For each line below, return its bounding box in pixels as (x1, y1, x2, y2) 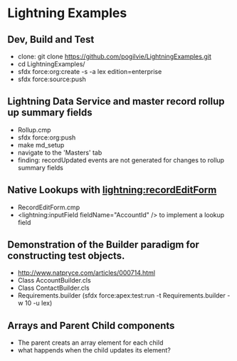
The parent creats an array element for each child (17, 338, 164, 347)
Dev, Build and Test (7, 33, 95, 46)
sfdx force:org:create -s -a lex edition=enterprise (17, 68, 162, 75)
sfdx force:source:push (17, 75, 87, 83)
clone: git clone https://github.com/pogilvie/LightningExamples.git (17, 52, 212, 61)
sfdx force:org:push (17, 133, 76, 142)
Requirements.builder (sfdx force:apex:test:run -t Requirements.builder (17, 291, 226, 300)
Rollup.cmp (17, 125, 51, 134)
